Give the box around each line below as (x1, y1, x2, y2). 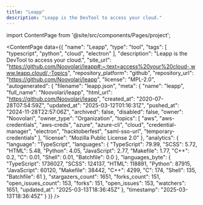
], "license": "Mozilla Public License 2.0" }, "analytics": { (38, 134, 179, 141)
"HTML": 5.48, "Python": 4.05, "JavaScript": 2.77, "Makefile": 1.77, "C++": (6, 147, 190, 154)
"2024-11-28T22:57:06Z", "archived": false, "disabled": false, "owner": (6, 108, 184, 115)
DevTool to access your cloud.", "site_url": (6, 56, 112, 63)
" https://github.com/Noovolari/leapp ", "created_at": (6, 95, 135, 103)
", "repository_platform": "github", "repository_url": (67, 69, 194, 76)
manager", (6, 128, 32, 135)
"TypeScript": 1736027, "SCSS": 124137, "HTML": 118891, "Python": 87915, (6, 160, 192, 167)
